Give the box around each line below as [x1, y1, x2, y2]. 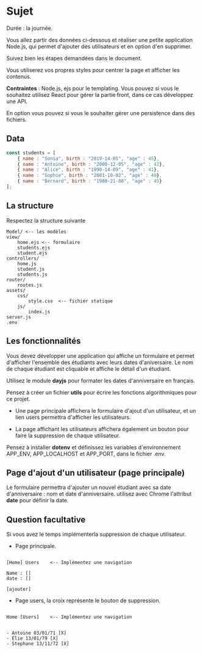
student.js [17, 266, 45, 272]
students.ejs [17, 244, 51, 251]
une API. [6, 98, 28, 105]
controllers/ [6, 255, 40, 262]
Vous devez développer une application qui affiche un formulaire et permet [6, 352, 195, 359]
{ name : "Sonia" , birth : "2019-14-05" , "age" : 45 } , [17, 155, 160, 162]
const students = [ [6, 149, 56, 156]
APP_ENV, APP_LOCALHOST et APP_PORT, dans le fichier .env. [6, 450, 166, 457]
